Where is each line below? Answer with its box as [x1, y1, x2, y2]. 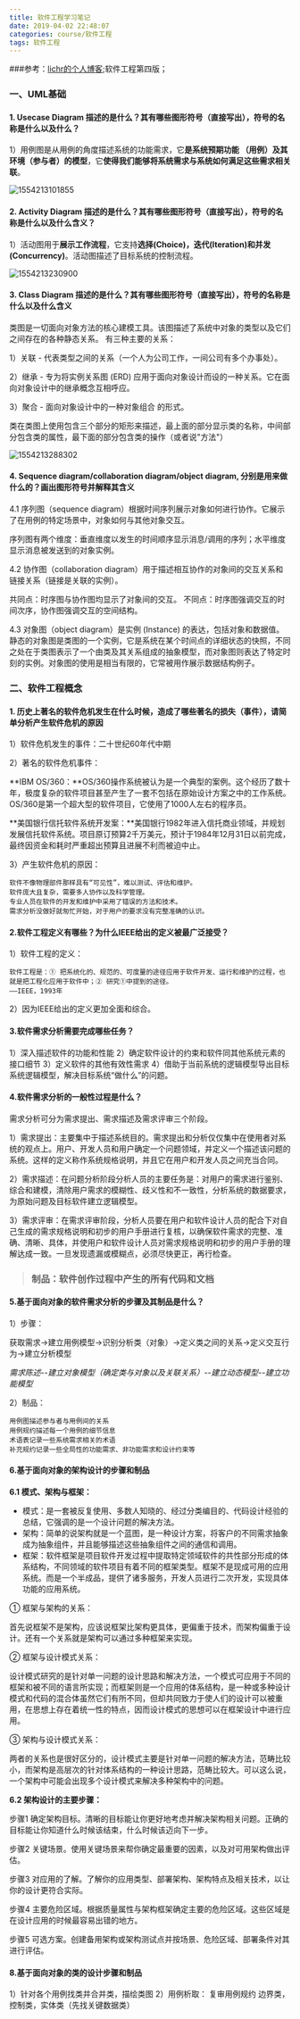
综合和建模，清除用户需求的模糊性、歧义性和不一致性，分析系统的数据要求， [9, 1184, 291, 1195]
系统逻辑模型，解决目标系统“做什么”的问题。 [9, 1069, 173, 1080]
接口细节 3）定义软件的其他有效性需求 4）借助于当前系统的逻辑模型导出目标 [9, 1059, 290, 1069]
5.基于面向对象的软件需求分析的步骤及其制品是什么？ [9, 1296, 205, 1308]
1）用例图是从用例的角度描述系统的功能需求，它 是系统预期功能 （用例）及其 [9, 145, 288, 155]
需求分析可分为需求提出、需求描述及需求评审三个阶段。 [9, 1113, 212, 1124]
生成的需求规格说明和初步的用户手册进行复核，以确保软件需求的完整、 [16, 1226, 275, 1236]
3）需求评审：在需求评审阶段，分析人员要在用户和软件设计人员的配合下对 [9, 1215, 280, 1226]
